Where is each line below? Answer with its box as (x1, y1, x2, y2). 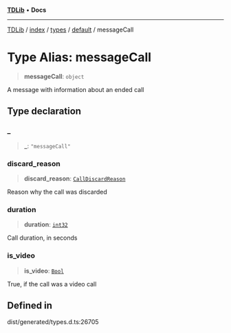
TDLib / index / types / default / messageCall (7, 25, 134, 34)
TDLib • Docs (7, 6, 47, 14)
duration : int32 (23, 220, 68, 229)
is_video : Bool (23, 266, 64, 275)
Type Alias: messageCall (7, 49, 152, 65)
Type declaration (7, 106, 81, 117)
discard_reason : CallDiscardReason (23, 174, 126, 183)
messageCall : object (23, 72, 85, 80)
